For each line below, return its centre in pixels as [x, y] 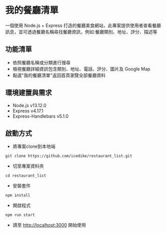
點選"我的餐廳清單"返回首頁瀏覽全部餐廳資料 [59, 75]
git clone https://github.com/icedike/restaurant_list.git [69, 156]
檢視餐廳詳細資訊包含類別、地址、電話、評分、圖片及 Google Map [81, 69]
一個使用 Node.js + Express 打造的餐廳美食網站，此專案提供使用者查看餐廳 [83, 25]
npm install [18, 195]
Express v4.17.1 [28, 111]
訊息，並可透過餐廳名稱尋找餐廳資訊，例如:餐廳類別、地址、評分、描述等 [81, 31]
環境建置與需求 [29, 93]
